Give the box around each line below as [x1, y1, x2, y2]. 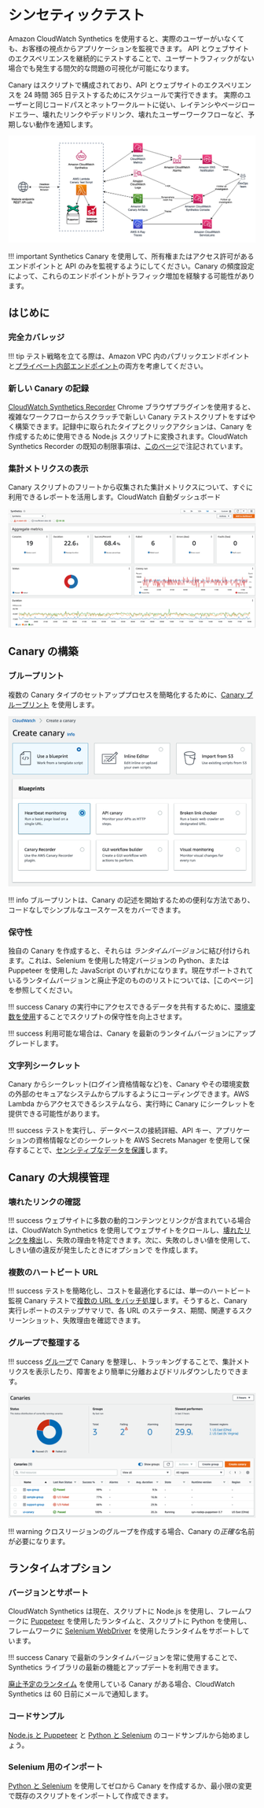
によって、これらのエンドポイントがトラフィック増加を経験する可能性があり [8, 271, 255, 280]
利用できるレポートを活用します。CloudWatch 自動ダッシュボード [8, 492, 222, 502]
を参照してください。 [8, 985, 77, 995]
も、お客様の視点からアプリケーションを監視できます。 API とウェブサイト [8, 43, 250, 53]
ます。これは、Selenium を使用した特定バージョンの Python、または [8, 955, 229, 965]
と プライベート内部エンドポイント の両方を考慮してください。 [8, 361, 208, 370]
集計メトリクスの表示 [8, 463, 89, 474]
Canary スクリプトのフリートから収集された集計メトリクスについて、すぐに [8, 483, 253, 492]
